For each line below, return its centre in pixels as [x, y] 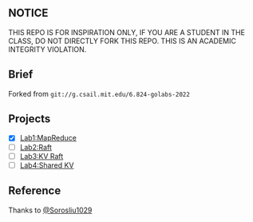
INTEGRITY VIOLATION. [47, 49]
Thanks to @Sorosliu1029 [50, 210]
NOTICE [28, 13]
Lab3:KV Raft [42, 156]
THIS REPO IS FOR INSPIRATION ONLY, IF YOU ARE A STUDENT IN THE [127, 32]
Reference [35, 191]
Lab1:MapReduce [48, 138]
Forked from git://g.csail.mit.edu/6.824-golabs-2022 [99, 93]
